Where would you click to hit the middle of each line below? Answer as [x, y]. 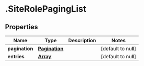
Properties [22, 27]
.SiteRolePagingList [46, 9]
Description [82, 41]
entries [16, 57]
